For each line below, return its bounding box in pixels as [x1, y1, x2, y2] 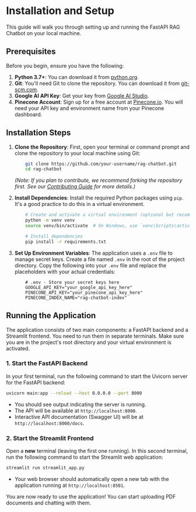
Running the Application [6, 311, 96, 321]
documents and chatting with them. [6, 499, 92, 506]
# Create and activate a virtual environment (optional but [25, 212, 174, 218]
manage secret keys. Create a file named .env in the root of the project [14, 256, 185, 263]
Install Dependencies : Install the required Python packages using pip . [14, 194, 184, 201]
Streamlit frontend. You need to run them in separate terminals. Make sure [6, 332, 184, 339]
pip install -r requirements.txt [25, 239, 107, 245]
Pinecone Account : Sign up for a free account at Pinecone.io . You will [14, 98, 184, 105]
